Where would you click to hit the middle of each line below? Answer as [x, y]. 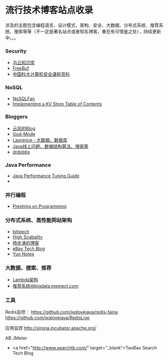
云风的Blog [24, 128]
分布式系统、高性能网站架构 [39, 220]
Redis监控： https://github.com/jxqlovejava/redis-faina [61, 312]
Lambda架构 [25, 280]
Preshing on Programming [39, 206]
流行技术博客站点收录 [49, 10]
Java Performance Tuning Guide [46, 176]
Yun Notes [23, 254]
